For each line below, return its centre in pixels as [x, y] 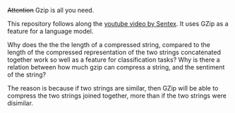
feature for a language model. [50, 31]
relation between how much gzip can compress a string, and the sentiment [116, 67]
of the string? [27, 74]
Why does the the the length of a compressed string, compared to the [109, 45]
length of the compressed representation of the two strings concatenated [114, 52]
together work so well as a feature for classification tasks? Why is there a [114, 60]
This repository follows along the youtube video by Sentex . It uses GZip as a [118, 24]
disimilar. [20, 103]
